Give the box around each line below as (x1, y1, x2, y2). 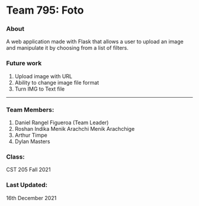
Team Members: (6, 105, 54, 114)
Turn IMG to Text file (14, 85, 65, 92)
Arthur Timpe (14, 131, 47, 139)
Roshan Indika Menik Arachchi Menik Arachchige (14, 125, 135, 133)
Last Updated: (6, 181, 48, 189)
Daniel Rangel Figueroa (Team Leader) (14, 119, 109, 126)
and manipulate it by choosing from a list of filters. (6, 44, 129, 51)
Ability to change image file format (14, 79, 99, 86)
